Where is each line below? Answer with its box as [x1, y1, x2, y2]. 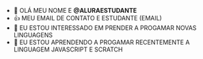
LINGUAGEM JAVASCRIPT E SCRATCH [13, 45, 123, 54]
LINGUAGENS [13, 31, 53, 39]
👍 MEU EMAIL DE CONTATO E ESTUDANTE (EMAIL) [13, 14, 162, 22]
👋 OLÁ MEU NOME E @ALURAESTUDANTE [13, 7, 137, 14]
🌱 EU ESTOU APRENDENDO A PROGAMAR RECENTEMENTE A [13, 38, 190, 46]
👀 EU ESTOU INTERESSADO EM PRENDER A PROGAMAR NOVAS [13, 24, 197, 32]
